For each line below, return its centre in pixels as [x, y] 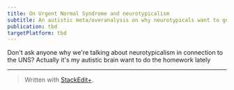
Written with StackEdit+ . [59, 80]
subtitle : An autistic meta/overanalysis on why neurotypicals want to [113, 20]
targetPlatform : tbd [37, 33]
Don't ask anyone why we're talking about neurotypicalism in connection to [115, 53]
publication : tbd [32, 26]
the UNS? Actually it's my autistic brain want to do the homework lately [109, 60]
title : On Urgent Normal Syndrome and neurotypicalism [88, 13]
